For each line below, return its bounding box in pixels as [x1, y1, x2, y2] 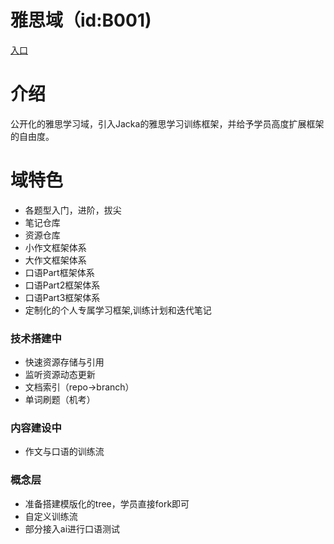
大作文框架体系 [24, 254, 87, 266]
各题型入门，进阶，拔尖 [24, 204, 122, 216]
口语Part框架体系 [24, 266, 95, 278]
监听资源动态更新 [24, 369, 96, 381]
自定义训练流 [24, 510, 78, 522]
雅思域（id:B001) [10, 9, 152, 32]
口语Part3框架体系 [24, 291, 101, 303]
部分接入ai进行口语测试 [24, 522, 121, 535]
